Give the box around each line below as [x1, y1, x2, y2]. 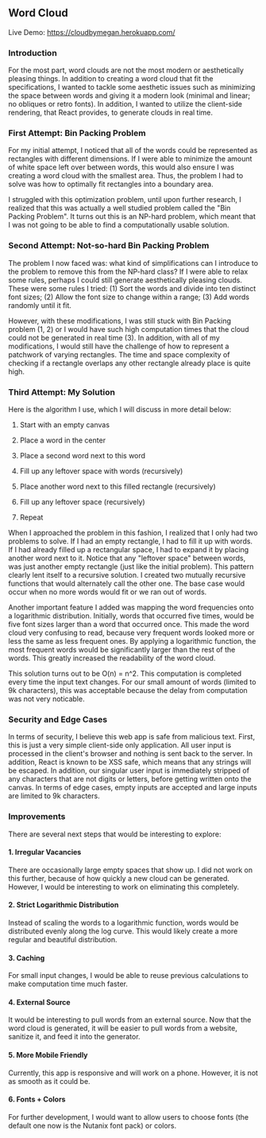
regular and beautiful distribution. [8, 935, 118, 944]
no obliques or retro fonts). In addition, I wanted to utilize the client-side [8, 99, 243, 109]
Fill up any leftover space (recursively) [19, 497, 145, 506]
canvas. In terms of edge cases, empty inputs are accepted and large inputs [8, 783, 258, 793]
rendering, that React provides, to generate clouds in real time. [8, 107, 213, 118]
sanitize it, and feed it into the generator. [8, 1032, 141, 1042]
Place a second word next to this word [19, 451, 145, 460]
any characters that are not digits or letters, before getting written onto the [8, 774, 252, 784]
